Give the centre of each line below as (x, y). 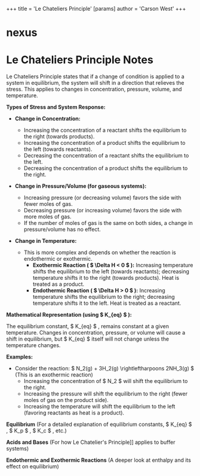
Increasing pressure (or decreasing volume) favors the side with (102, 198)
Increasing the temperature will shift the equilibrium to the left (99, 407)
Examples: (19, 357)
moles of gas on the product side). (66, 400)
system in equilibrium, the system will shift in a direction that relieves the (95, 83)
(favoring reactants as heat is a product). (74, 413)
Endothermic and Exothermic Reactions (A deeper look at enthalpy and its (99, 460)
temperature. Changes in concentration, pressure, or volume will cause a (96, 333)
